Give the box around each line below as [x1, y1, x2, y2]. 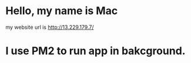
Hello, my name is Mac [5, 4, 118, 18]
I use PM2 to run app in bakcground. [5, 44, 186, 58]
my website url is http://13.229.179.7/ [5, 24, 94, 31]
